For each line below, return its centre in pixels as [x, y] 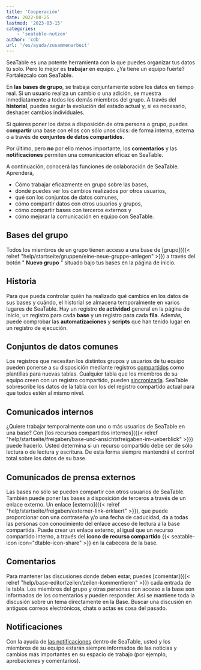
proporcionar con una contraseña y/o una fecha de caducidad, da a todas [97, 517]
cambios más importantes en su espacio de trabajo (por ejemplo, [87, 654]
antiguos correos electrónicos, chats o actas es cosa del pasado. [87, 608]
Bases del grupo [37, 235]
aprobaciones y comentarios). [43, 660]
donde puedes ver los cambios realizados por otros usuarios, [91, 190]
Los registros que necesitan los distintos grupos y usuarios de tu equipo [95, 361]
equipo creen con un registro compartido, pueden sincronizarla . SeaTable [97, 380]
